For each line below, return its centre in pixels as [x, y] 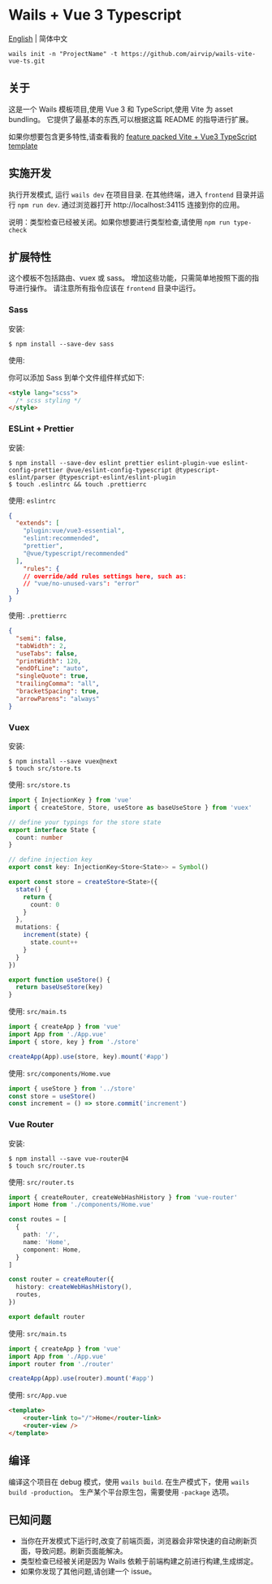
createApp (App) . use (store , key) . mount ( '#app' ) [89, 1056]
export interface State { [52, 830]
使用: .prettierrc [38, 616]
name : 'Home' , [47, 1242]
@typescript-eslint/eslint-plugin [118, 477]
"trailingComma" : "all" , [58, 684]
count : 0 [45, 904]
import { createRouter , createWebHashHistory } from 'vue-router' [123, 1197]
